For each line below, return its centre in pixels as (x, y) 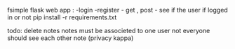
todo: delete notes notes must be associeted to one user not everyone (109, 31)
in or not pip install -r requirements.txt (62, 17)
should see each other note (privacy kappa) (70, 38)
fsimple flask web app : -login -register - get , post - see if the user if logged (117, 10)
